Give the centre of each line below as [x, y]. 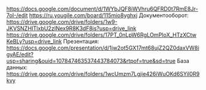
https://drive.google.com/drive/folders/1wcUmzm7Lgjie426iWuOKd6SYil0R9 [103, 74]
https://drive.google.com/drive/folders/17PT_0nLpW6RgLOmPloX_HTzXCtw [101, 35]
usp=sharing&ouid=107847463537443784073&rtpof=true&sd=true [91, 61]
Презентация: [81, 41]
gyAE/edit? [20, 54]
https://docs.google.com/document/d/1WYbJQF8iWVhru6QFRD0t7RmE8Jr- [102, 9]
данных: [17, 67]
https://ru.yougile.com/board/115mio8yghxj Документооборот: [109, 15]
